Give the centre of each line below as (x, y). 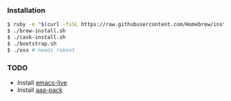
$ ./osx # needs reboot (41, 50)
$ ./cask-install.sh (37, 37)
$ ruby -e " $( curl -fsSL (43, 25)
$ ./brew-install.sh (37, 31)
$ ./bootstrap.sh (32, 43)
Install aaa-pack (40, 90)
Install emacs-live (42, 82)
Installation (26, 10)
